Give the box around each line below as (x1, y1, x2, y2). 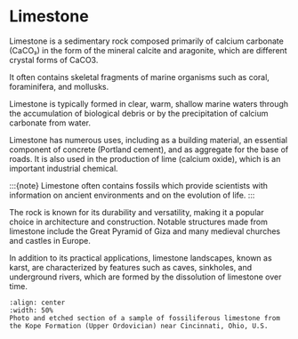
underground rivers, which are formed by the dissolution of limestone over (9, 271, 282, 282)
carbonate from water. (9, 117, 92, 128)
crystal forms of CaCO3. (9, 54, 99, 65)
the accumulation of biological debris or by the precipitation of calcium (9, 108, 269, 118)
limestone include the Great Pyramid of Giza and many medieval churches (9, 225, 281, 237)
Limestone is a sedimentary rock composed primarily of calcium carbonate (9, 36, 285, 46)
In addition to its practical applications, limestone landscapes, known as (9, 252, 273, 263)
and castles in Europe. (9, 235, 91, 246)
